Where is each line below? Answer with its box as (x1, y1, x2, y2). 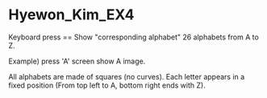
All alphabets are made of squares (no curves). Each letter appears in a (8, 71, 245, 81)
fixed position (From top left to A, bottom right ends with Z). (8, 80, 206, 90)
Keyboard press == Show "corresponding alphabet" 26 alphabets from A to (8, 32, 260, 42)
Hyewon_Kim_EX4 (8, 6, 135, 24)
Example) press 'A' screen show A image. (8, 56, 146, 66)
